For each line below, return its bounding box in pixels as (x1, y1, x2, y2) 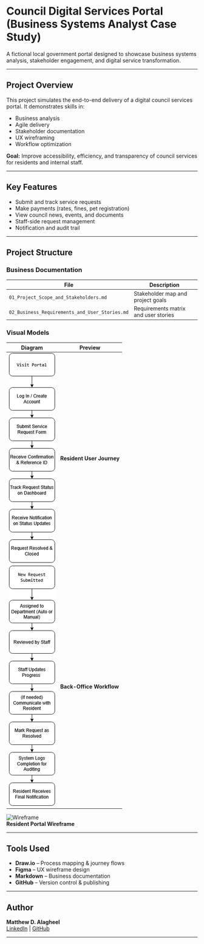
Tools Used (6, 843, 50, 853)
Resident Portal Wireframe (6, 820, 75, 827)
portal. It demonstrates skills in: (6, 102, 85, 110)
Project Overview (6, 80, 73, 91)
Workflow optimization (15, 140, 72, 147)
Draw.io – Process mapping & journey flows (15, 859, 125, 867)
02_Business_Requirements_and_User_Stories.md (8, 309, 129, 315)
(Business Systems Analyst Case (6, 17, 177, 31)
